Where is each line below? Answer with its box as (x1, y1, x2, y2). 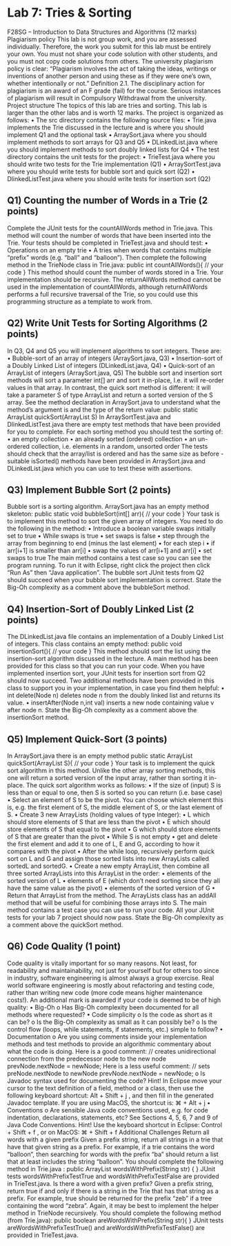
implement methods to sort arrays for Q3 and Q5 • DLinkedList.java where (7, 138, 219, 146)
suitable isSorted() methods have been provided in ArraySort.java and (7, 456, 205, 465)
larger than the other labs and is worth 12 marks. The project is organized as (7, 109, 224, 117)
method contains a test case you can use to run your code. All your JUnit (7, 906, 214, 914)
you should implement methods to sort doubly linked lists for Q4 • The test (7, 145, 219, 154)
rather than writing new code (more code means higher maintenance (7, 988, 203, 996)
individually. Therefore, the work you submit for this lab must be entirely (7, 42, 212, 50)
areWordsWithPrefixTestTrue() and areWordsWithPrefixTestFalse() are (7, 1223, 205, 1231)
